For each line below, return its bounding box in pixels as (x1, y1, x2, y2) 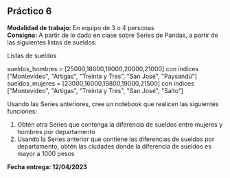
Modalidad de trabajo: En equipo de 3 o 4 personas (7, 23, 154, 31)
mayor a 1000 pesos (16, 149, 75, 157)
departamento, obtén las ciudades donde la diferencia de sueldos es (16, 142, 211, 150)
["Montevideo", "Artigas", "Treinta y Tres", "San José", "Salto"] (7, 86, 184, 94)
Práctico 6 (7, 5, 52, 17)
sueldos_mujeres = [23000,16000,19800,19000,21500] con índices (7, 79, 194, 88)
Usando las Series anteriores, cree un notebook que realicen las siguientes (7, 99, 219, 108)
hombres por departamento (16, 127, 95, 136)
